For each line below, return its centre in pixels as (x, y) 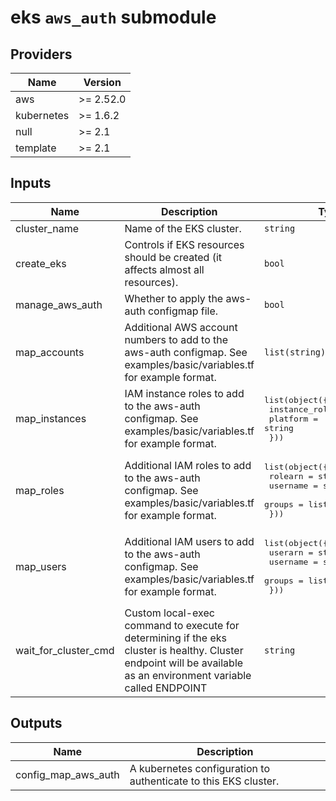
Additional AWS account (181, 327)
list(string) (295, 352)
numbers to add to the (176, 339)
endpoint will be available (184, 663)
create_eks (41, 263)
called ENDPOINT (166, 688)
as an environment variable (188, 675)
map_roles (40, 490)
